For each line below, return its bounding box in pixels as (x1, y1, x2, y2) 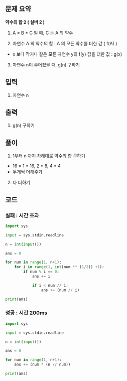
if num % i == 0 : (23, 269, 59, 275)
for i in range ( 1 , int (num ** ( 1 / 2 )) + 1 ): (14, 265, 104, 270)
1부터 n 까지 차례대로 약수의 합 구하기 (12, 153, 85, 159)
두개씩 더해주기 (12, 169, 43, 175)
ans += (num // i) (41, 288, 80, 293)
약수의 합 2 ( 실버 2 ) (5, 19, 45, 25)
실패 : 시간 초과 (5, 212, 39, 219)
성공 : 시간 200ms (5, 309, 48, 316)
